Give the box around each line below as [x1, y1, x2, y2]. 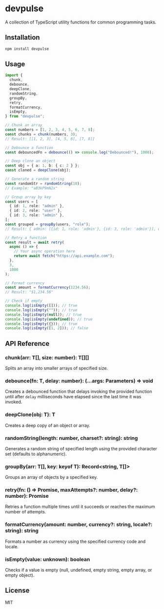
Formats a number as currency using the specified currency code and [5, 538, 146, 544]
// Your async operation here [14, 249, 76, 254]
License [5, 586, 30, 595]
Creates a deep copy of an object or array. [5, 422, 90, 428]
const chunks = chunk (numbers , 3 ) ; [5, 132, 78, 137]
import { [5, 73, 23, 78]
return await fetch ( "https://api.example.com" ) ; [14, 253, 115, 259]
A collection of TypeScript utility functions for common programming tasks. [5, 19, 157, 25]
